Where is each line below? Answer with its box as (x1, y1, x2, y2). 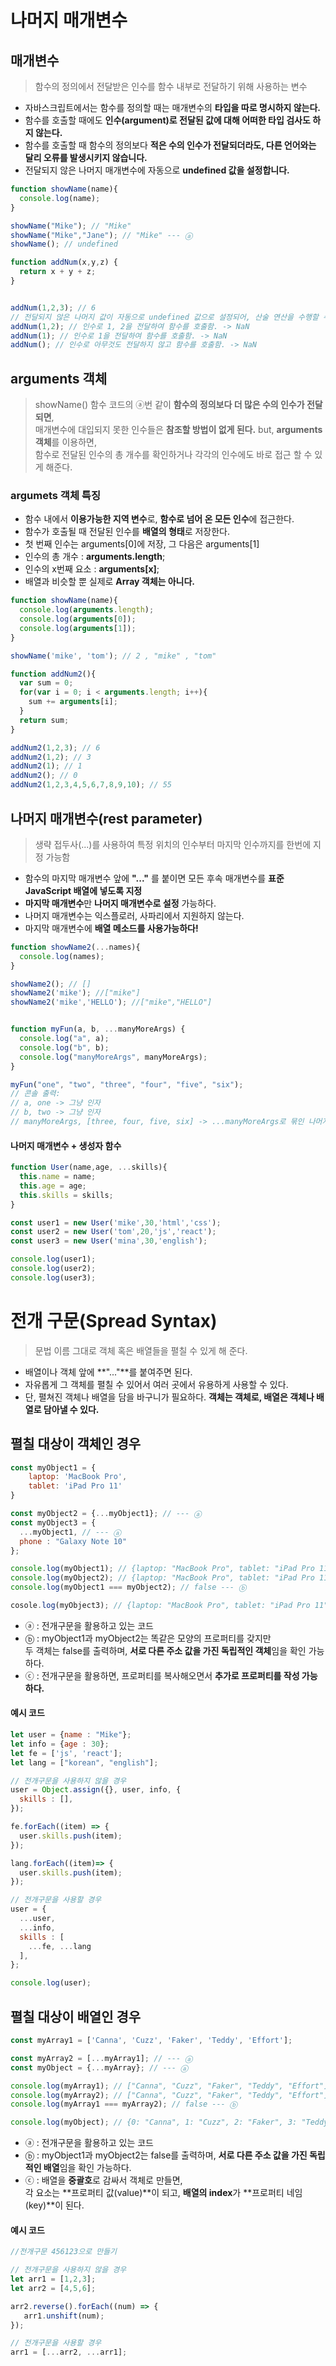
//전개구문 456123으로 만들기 (10, 2247, 118, 2257)
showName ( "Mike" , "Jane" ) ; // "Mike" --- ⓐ (10, 230, 193, 240)
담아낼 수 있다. (43, 1403, 100, 1415)
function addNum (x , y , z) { (10, 257, 118, 268)
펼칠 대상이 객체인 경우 (10, 1436, 142, 1453)
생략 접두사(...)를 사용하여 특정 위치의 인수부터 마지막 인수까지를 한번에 (34, 838, 312, 850)
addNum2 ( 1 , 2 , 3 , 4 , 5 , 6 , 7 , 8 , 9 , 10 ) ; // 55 (10, 780, 173, 790)
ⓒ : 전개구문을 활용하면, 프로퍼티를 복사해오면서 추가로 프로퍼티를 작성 (24, 1669, 300, 1681)
